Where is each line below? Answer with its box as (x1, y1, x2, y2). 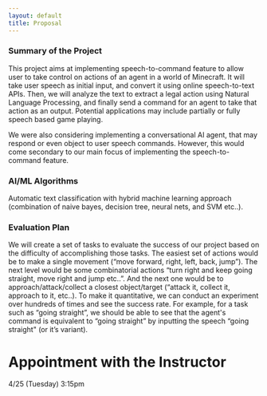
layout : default (8, 11, 62, 20)
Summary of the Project (8, 46, 102, 57)
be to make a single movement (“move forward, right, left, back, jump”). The (8, 257, 258, 267)
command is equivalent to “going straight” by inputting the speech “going (8, 316, 249, 326)
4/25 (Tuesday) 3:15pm (8, 379, 85, 389)
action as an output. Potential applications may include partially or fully (8, 105, 241, 116)
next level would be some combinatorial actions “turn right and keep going (8, 265, 253, 275)
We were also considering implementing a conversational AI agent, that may (8, 129, 257, 140)
